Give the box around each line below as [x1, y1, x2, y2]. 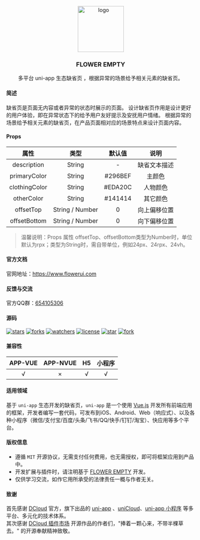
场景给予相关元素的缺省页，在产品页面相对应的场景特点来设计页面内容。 [6, 119, 184, 126]
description [12, 160, 44, 169]
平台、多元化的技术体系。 [6, 512, 69, 520]
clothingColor [9, 183, 48, 191]
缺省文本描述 [137, 160, 174, 169]
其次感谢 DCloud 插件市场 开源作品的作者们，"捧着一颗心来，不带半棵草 [6, 520, 184, 527]
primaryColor [10, 171, 47, 180]
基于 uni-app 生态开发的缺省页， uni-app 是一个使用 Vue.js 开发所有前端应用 [6, 401, 193, 408]
